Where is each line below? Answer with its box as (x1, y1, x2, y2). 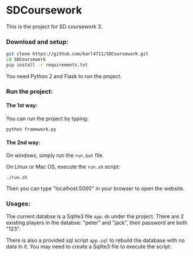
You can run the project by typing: (6, 115, 89, 122)
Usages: (6, 200, 31, 208)
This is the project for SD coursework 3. (6, 23, 103, 30)
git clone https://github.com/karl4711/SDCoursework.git (6, 51, 149, 57)
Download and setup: (6, 38, 69, 46)
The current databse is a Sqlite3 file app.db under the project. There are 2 (6, 213, 184, 220)
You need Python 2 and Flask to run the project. (6, 72, 122, 79)
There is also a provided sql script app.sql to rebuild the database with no (6, 237, 185, 244)
